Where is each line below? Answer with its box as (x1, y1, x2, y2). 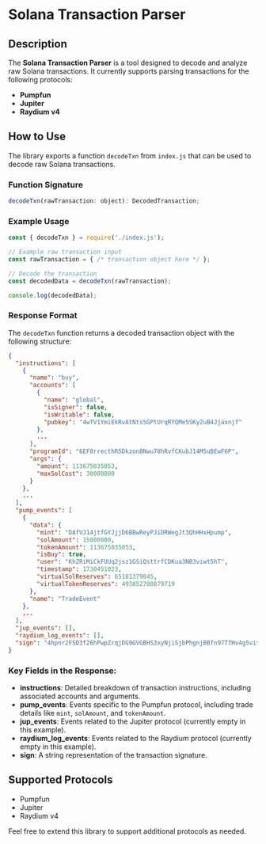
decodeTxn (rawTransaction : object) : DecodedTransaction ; (8, 197, 200, 205)
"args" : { (28, 455, 62, 463)
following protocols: (8, 75, 73, 84)
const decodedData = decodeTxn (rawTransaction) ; (8, 277, 172, 285)
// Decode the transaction (8, 269, 97, 278)
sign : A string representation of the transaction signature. (19, 751, 207, 759)
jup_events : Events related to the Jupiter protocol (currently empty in (19, 717, 246, 726)
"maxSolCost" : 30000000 (36, 470, 115, 477)
